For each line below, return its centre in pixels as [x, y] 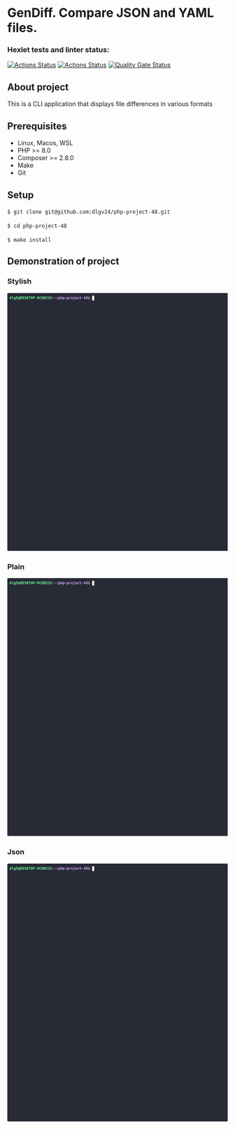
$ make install [29, 240]
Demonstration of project [63, 261]
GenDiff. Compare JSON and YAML [111, 13]
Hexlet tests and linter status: [58, 50]
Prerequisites [37, 126]
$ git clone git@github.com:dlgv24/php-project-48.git [89, 212]
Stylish [20, 281]
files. [22, 28]
